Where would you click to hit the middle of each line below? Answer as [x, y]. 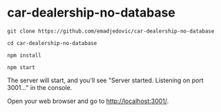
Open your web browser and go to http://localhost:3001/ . [88, 101]
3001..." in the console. [40, 87]
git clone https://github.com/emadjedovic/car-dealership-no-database [111, 31]
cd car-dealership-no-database [52, 43]
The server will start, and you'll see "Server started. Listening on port [105, 80]
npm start [21, 67]
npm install [24, 55]
